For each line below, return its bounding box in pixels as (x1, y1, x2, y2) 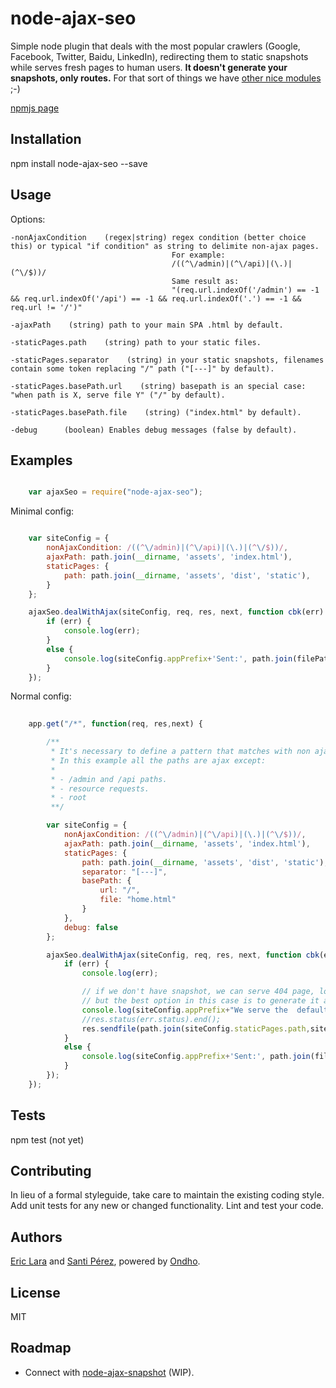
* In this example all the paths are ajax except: (50, 755, 267, 766)
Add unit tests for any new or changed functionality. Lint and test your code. (10, 1200, 324, 1212)
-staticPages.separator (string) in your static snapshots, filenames (10, 355, 325, 365)
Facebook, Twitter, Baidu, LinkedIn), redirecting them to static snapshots (10, 50, 309, 62)
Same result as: (171, 276, 240, 286)
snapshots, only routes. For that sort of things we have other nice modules (10, 72, 322, 84)
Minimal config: (10, 505, 75, 517)
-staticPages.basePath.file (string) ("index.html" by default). (10, 407, 302, 417)
